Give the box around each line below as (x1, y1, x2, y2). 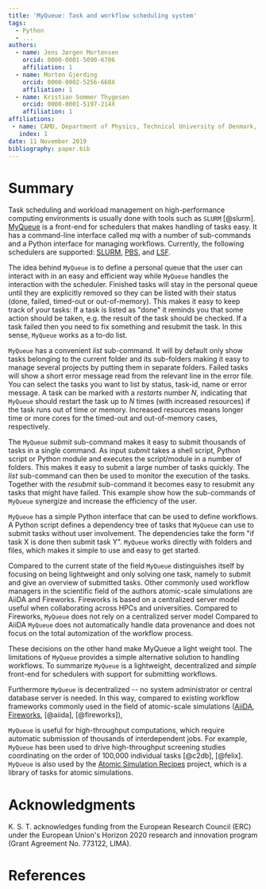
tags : (8, 19, 26, 27)
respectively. (8, 422, 50, 432)
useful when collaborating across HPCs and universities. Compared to (8, 604, 238, 613)
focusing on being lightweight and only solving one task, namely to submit (8, 569, 252, 579)
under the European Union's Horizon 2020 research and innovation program (8, 830, 258, 840)
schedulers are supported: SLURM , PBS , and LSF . (8, 247, 172, 257)
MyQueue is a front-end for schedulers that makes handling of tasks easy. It (8, 222, 257, 231)
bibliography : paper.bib (8, 145, 91, 153)
